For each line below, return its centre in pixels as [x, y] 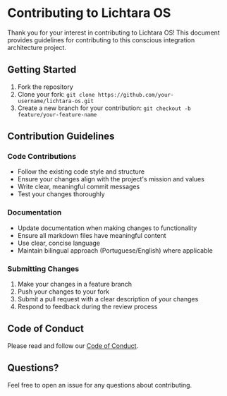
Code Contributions [42, 157]
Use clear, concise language [59, 243]
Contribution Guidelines [61, 137]
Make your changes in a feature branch [75, 284]
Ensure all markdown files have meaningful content [92, 235]
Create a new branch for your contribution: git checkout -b [104, 108]
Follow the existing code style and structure [81, 172]
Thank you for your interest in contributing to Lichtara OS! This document [114, 32]
